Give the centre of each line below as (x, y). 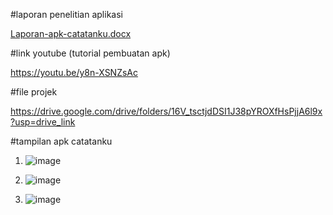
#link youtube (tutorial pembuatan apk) (90, 53)
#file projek (34, 92)
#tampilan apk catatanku (61, 141)
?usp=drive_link (43, 122)
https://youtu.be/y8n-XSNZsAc (74, 72)
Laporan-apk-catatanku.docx (71, 33)
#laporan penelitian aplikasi (66, 14)
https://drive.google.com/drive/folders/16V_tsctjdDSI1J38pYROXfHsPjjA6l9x (166, 111)
